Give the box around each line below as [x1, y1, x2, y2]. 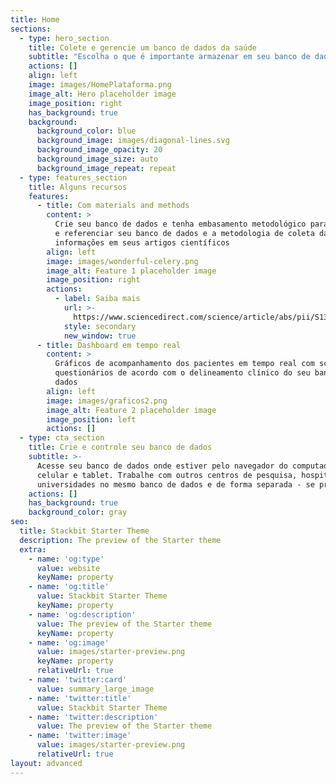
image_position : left [46, 414, 137, 425]
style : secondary [63, 321, 137, 331]
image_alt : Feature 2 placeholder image [46, 405, 217, 415]
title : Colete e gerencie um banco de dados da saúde [28, 42, 257, 53]
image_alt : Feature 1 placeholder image [46, 266, 217, 276]
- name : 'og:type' [28, 554, 105, 564]
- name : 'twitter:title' [28, 693, 132, 703]
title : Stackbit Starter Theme [19, 526, 150, 536]
